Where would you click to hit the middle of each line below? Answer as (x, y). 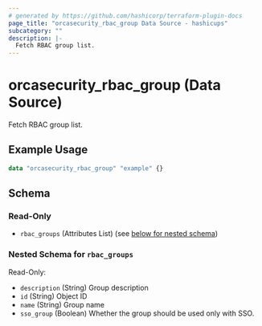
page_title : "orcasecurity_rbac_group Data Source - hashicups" (118, 23)
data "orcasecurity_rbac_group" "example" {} (86, 168)
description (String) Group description (84, 287)
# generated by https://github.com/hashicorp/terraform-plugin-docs (125, 16)
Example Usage (48, 150)
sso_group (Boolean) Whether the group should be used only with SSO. (137, 313)
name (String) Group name (62, 304)
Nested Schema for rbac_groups (71, 255)
